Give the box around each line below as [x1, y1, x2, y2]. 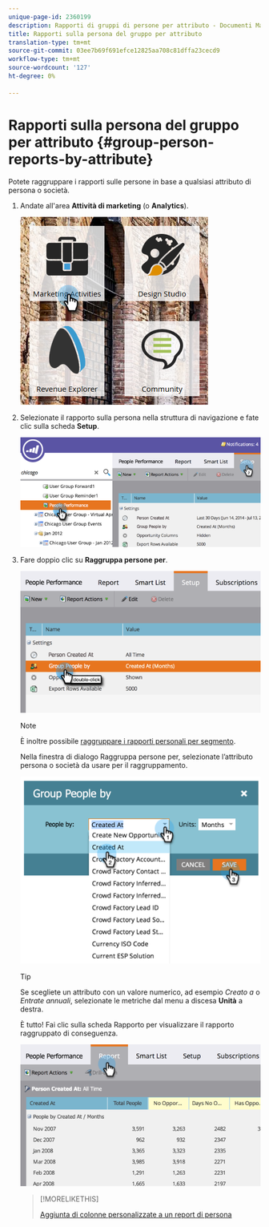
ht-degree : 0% [8, 72, 56, 80]
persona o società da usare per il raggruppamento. [19, 761, 188, 770]
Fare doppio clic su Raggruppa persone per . [19, 555, 168, 565]
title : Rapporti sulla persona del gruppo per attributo [8, 30, 203, 38]
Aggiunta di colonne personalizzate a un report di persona [39, 1209, 232, 1219]
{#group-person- [96, 133, 215, 151]
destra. [19, 1004, 44, 1014]
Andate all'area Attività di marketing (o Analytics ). [19, 200, 189, 210]
